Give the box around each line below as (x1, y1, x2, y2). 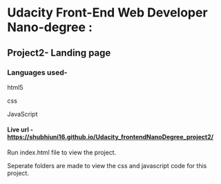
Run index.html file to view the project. (7, 148, 117, 156)
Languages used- (7, 68, 68, 77)
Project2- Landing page (7, 47, 111, 59)
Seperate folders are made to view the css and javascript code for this (7, 162, 207, 170)
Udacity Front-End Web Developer (7, 5, 209, 21)
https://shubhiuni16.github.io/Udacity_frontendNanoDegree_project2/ (7, 133, 214, 141)
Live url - (7, 125, 33, 134)
